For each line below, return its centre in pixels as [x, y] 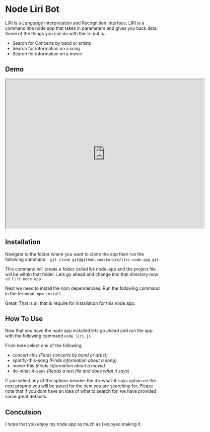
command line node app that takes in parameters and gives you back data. [81, 28]
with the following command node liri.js [48, 336]
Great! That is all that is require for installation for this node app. [70, 303]
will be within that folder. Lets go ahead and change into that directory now [82, 274]
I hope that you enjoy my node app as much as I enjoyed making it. [73, 424]
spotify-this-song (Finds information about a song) [65, 360]
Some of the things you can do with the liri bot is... [57, 33]
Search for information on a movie [47, 54]
